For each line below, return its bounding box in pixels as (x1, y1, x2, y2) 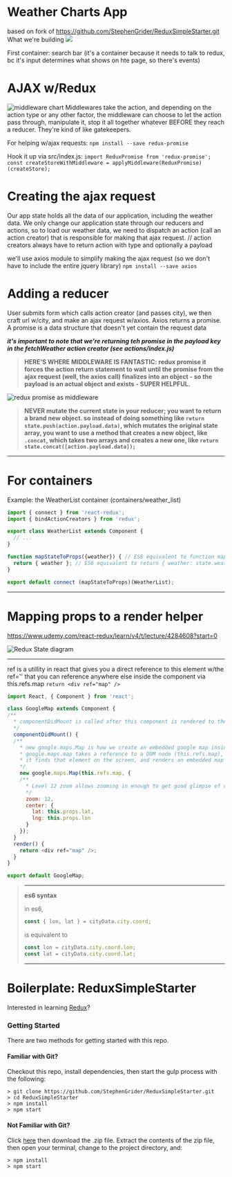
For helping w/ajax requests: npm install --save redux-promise (7, 138, 188, 147)
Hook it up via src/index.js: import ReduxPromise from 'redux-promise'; (7, 152, 212, 160)
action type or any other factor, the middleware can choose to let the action (7, 110, 222, 118)
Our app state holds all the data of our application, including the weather (7, 211, 213, 219)
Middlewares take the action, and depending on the (65, 103, 212, 111)
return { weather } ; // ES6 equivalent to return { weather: (13, 559, 193, 566)
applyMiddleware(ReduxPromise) (112, 159, 202, 166)
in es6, (23, 905, 43, 913)
